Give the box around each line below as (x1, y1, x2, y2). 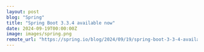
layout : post (6, 8, 39, 15)
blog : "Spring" (6, 14, 45, 20)
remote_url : (6, 36, 36, 42)
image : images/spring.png (6, 31, 72, 37)
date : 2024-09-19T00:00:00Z (6, 25, 78, 32)
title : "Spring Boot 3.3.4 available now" (6, 20, 115, 26)
